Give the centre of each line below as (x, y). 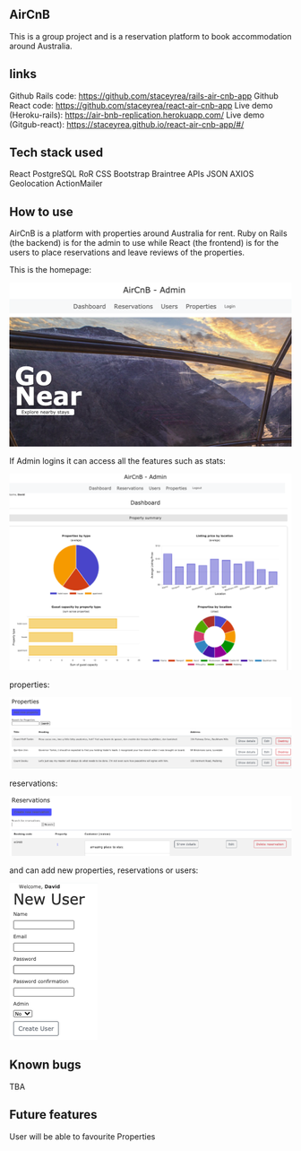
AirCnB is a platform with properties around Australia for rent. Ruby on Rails (149, 233)
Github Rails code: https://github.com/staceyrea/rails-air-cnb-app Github (144, 96)
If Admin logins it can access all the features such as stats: (117, 460)
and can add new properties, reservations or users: (104, 870)
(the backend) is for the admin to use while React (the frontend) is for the (144, 243)
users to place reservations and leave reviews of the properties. (127, 253)
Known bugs (46, 1065)
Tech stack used (56, 153)
